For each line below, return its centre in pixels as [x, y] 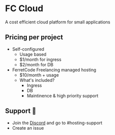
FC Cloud [24, 9]
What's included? [37, 80]
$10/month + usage [39, 75]
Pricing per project [34, 37]
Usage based [33, 54]
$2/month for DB [36, 64]
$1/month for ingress [40, 59]
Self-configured [28, 49]
